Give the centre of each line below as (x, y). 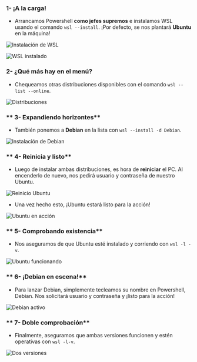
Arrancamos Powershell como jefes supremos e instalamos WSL (94, 21)
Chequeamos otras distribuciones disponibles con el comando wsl (95, 84)
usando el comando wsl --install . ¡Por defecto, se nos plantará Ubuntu (103, 27)
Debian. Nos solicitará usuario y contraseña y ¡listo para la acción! (95, 296)
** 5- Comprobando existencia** (54, 232)
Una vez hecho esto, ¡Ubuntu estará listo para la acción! (83, 205)
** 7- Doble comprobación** (48, 323)
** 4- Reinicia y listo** (39, 156)
